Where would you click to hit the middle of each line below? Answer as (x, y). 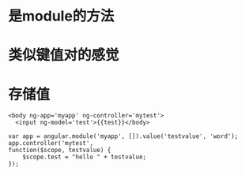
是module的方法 (61, 16)
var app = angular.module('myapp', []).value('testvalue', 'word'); (123, 136)
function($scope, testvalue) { (60, 151)
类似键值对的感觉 (64, 55)
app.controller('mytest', (51, 143)
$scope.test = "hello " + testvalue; (85, 157)
